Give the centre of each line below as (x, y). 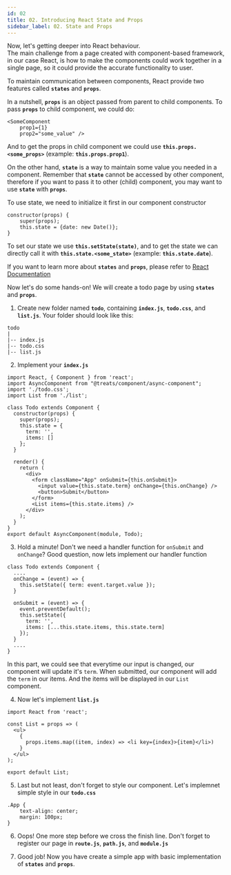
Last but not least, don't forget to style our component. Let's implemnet (119, 785)
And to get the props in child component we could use (84, 147)
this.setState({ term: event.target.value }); (88, 585)
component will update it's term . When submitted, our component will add (112, 672)
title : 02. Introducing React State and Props (75, 20)
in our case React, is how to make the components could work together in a (114, 61)
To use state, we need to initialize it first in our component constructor (107, 203)
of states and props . (46, 864)
